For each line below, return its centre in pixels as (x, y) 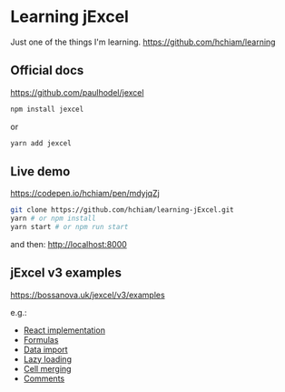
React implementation (64, 330)
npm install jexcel (47, 109)
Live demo (40, 171)
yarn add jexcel (41, 143)
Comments (44, 378)
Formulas (41, 339)
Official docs (47, 70)
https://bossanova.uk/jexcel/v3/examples (88, 295)
